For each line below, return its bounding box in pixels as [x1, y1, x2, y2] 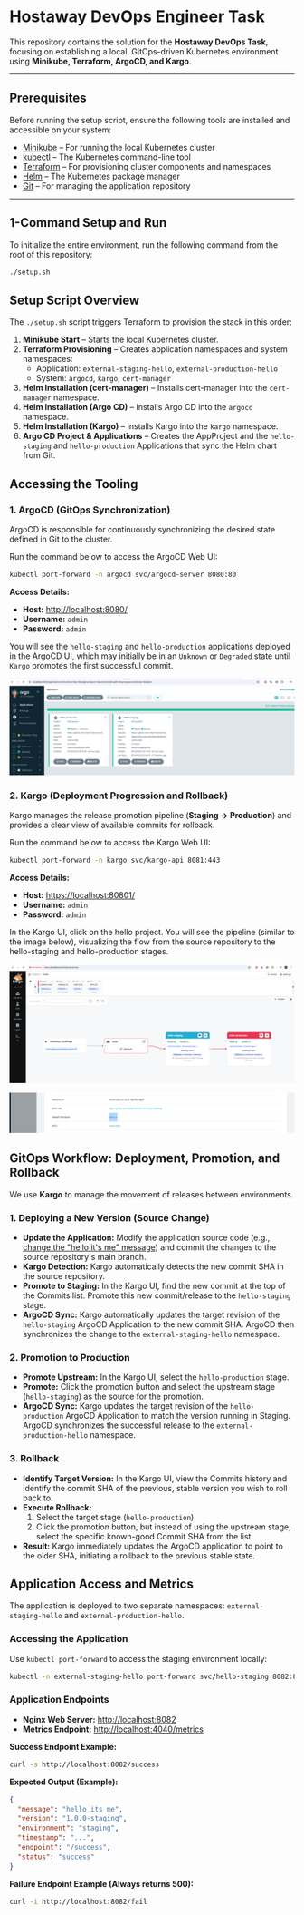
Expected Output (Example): [9, 1776, 119, 1787]
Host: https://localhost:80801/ [22, 889, 136, 900]
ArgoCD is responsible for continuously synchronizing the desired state [9, 523, 276, 534]
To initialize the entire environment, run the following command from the [9, 239, 279, 250]
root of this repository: [9, 249, 93, 259]
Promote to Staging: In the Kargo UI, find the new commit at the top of [22, 1280, 287, 1291]
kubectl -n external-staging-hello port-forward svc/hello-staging [9, 1672, 270, 1681]
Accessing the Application [9, 1633, 128, 1646]
